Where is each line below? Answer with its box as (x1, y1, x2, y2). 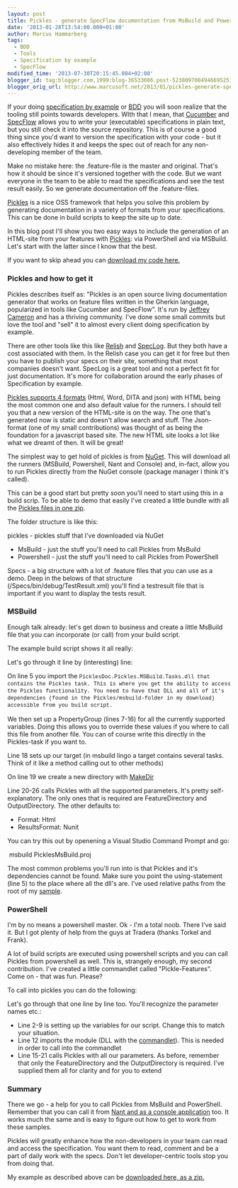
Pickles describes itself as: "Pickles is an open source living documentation (7, 289, 227, 299)
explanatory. (7, 793, 44, 802)
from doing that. (7, 1160, 55, 1168)
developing (7, 148, 40, 156)
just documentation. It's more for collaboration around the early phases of (7, 371, 223, 380)
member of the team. (41, 148, 103, 156)
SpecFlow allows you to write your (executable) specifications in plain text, (7, 118, 225, 127)
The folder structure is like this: (7, 517, 98, 526)
